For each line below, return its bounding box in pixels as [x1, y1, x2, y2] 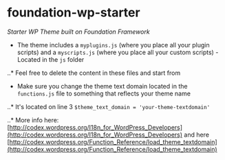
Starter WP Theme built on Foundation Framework [7, 27, 150, 36]
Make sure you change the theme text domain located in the [17, 82, 188, 90]
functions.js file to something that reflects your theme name [17, 89, 191, 98]
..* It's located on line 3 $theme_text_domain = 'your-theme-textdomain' [7, 102, 211, 111]
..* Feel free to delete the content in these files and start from [7, 69, 181, 77]
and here [184, 130, 210, 139]
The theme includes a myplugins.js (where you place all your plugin [17, 41, 210, 49]
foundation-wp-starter [7, 5, 140, 21]
